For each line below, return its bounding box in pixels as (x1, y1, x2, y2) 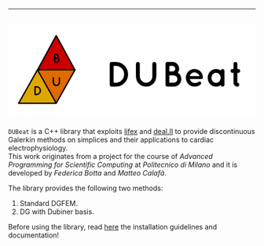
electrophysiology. (8, 143, 68, 153)
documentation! (8, 230, 60, 240)
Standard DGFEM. (19, 199, 79, 208)
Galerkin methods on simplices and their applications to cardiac (8, 135, 214, 145)
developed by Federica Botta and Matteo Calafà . (8, 168, 167, 178)
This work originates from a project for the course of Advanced (8, 152, 214, 161)
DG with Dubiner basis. (19, 207, 94, 216)
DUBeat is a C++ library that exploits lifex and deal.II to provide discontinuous (8, 127, 255, 136)
